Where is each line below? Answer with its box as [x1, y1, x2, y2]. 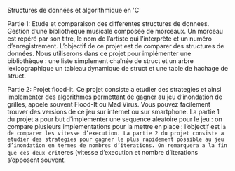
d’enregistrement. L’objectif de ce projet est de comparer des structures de [7, 42, 224, 50]
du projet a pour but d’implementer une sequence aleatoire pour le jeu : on [7, 115, 222, 123]
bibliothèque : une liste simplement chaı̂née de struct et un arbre [7, 57, 194, 65]
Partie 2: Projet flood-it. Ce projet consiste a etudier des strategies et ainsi [7, 85, 222, 93]
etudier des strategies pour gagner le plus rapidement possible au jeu [7, 136, 224, 143]
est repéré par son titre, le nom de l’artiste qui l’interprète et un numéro [7, 34, 213, 43]
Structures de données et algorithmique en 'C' [7, 6, 142, 14]
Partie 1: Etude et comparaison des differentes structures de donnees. [7, 20, 210, 27]
